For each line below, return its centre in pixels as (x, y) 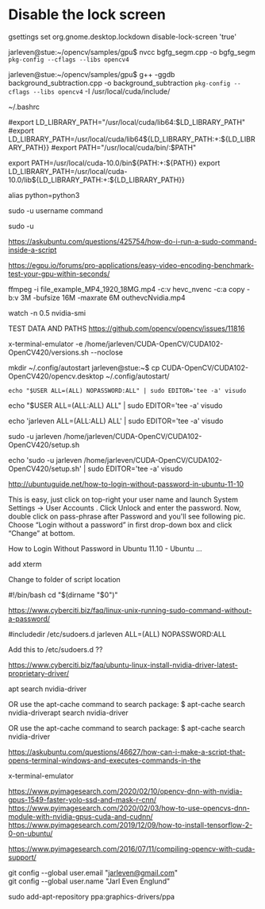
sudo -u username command (56, 210)
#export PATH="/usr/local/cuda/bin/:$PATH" (124, 147)
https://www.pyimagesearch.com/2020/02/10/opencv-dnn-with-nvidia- (125, 791)
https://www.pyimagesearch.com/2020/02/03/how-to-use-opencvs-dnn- (129, 808)
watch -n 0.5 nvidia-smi (47, 313)
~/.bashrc (24, 107)
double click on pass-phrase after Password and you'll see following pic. (127, 516)
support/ (23, 857)
